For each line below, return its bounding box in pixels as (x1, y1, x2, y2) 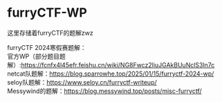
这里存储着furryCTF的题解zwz (7, 28, 93, 37)
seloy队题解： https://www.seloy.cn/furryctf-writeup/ (7, 78, 157, 86)
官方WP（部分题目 (7, 52, 60, 60)
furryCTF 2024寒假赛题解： (7, 43, 86, 51)
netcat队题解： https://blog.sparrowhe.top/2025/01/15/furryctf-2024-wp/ (7, 69, 214, 78)
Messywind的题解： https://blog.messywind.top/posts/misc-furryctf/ (7, 87, 202, 95)
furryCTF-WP (7, 5, 88, 21)
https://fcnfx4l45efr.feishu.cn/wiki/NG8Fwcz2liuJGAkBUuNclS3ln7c (21, 60, 215, 69)
